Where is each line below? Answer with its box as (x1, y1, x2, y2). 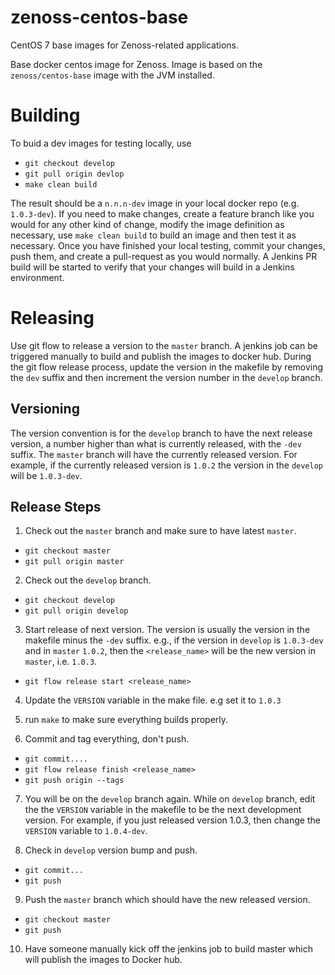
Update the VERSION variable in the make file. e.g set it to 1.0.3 (24, 694, 282, 706)
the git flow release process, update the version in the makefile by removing (10, 361, 323, 373)
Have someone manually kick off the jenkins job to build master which (24, 943, 313, 955)
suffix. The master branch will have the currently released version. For (10, 448, 298, 460)
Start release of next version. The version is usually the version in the (24, 624, 311, 636)
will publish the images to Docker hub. (24, 954, 183, 966)
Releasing (10, 307, 95, 330)
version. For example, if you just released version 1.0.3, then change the (24, 814, 321, 826)
